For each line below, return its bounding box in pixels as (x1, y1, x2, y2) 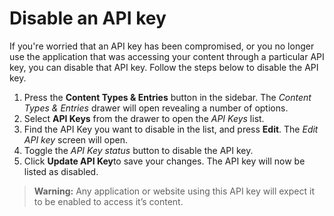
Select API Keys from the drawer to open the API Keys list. (23, 112, 265, 124)
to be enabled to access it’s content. (33, 195, 184, 207)
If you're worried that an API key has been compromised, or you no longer (9, 40, 315, 52)
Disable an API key (9, 7, 167, 30)
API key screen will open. (23, 133, 129, 146)
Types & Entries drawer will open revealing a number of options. (23, 102, 289, 114)
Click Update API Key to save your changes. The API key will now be (23, 155, 306, 167)
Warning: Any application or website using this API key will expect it (33, 185, 315, 197)
